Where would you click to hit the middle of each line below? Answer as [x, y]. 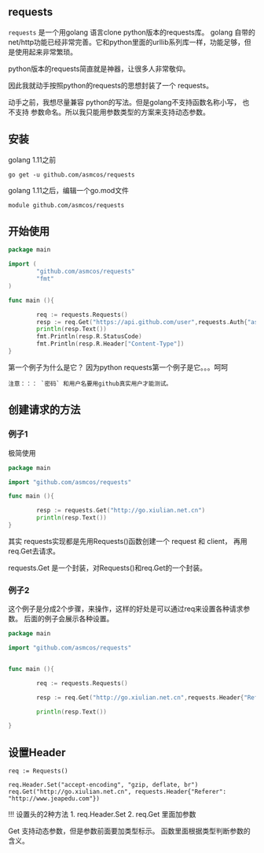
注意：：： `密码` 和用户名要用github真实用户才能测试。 [90, 384]
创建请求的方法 [44, 410]
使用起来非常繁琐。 [46, 52]
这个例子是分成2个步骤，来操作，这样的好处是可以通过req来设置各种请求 [126, 609]
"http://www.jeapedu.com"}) [54, 799]
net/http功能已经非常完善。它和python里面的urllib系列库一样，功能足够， [126, 42]
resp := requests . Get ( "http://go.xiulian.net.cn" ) [121, 511]
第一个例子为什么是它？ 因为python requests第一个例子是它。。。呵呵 [118, 367]
